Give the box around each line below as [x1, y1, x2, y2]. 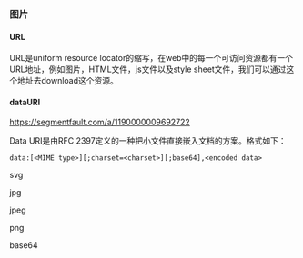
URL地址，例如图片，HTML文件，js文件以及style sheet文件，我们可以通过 [9, 64, 287, 74]
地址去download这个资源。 [16, 75, 118, 86]
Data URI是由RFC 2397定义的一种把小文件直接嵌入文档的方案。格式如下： [9, 135, 287, 146]
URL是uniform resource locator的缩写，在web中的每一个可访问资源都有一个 [9, 53, 294, 64]
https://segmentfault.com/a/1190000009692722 [9, 116, 191, 128]
